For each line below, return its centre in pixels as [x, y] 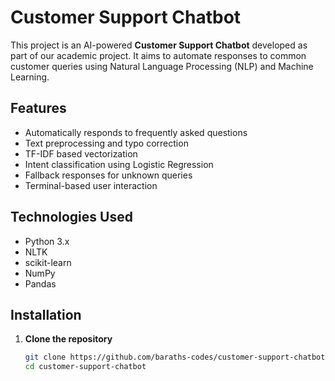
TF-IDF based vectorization [81, 153]
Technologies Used [71, 217]
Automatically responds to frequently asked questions [136, 132]
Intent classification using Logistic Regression [119, 164]
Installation [46, 314]
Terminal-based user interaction [91, 185]
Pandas [40, 283]
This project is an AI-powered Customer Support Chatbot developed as [159, 45]
